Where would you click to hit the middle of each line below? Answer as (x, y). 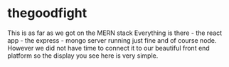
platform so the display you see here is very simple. (83, 56)
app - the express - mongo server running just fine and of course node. (112, 40)
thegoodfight (47, 13)
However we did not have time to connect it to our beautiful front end (108, 48)
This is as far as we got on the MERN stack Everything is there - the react (115, 33)
